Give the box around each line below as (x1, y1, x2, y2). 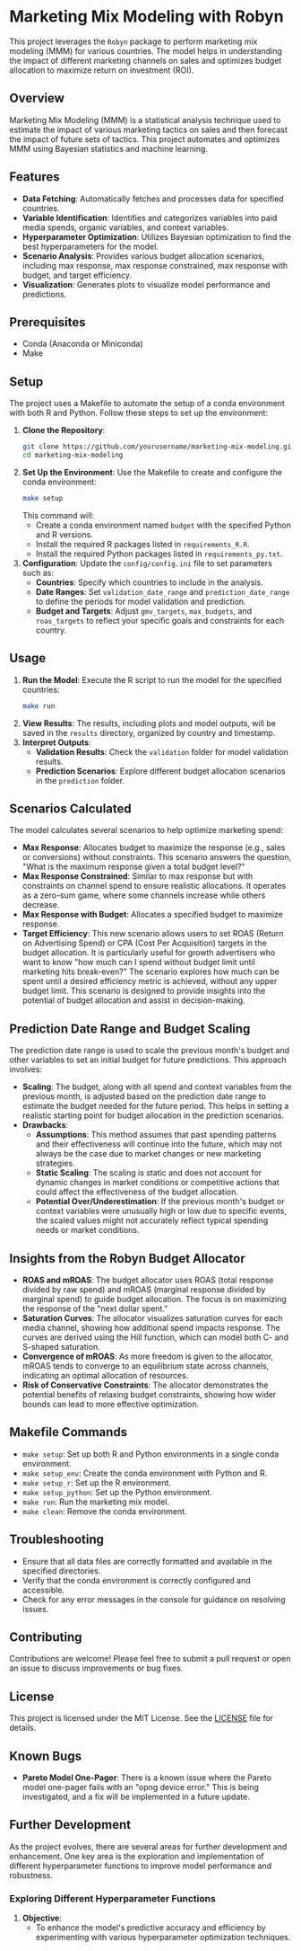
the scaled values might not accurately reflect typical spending (35, 1215, 269, 1226)
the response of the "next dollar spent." (21, 1303, 168, 1314)
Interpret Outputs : (21, 737, 91, 748)
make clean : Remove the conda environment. (21, 1505, 187, 1516)
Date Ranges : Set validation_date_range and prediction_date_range (35, 586, 290, 597)
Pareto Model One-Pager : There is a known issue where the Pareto (21, 1772, 271, 1783)
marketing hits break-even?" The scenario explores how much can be (21, 966, 280, 977)
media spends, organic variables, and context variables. (21, 222, 229, 233)
